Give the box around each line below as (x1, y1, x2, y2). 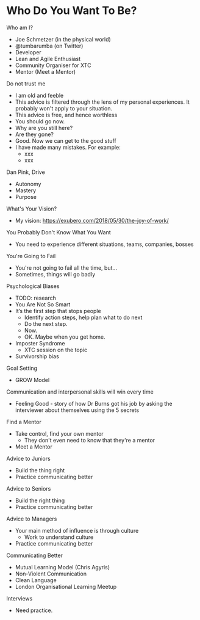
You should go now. (15, 117, 65, 125)
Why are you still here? (15, 124, 73, 131)
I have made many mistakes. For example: (15, 143, 121, 151)
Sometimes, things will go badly (15, 270, 96, 278)
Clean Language (15, 576, 57, 583)
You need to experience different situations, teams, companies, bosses (15, 240, 194, 248)
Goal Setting (6, 364, 38, 372)
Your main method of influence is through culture (15, 527, 139, 534)
